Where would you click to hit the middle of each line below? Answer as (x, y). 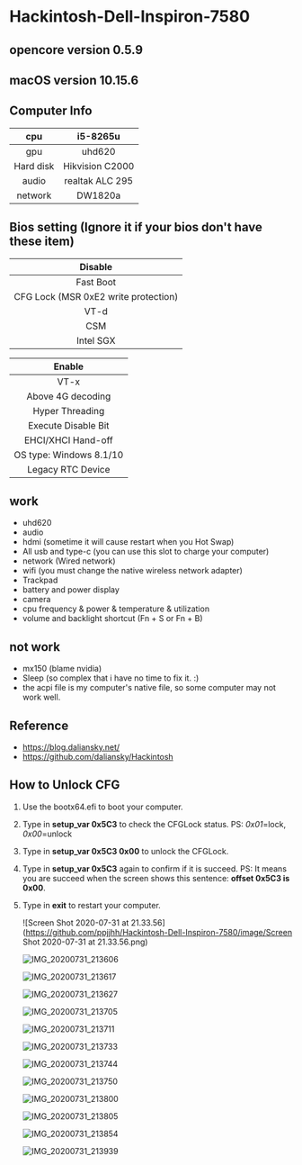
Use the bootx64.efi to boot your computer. (102, 807)
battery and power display (71, 590)
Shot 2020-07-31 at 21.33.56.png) (85, 942)
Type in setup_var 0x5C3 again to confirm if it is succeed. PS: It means (155, 868)
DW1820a (98, 195)
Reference (39, 725)
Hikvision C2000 (98, 166)
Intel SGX (96, 340)
